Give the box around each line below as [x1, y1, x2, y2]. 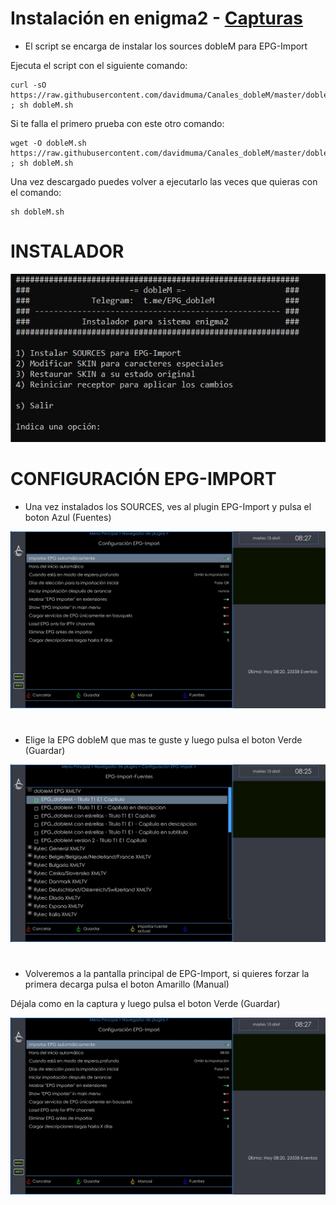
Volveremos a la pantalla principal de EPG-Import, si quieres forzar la [24, 967, 310, 979]
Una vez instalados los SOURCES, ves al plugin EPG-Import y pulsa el [24, 500, 312, 512]
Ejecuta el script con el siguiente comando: [10, 59, 188, 71]
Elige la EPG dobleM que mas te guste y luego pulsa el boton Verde [24, 734, 303, 746]
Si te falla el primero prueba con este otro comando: [10, 117, 225, 129]
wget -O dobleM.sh [10, 138, 87, 148]
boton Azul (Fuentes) [24, 511, 112, 523]
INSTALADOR [10, 240, 125, 263]
